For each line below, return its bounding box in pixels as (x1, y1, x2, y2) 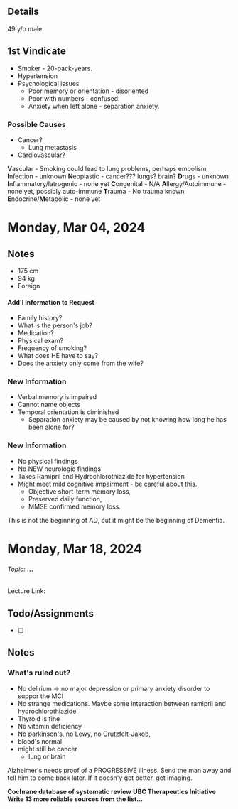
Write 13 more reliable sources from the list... (7, 795, 144, 803)
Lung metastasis (28, 143, 77, 151)
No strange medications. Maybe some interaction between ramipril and (17, 699, 226, 707)
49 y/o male (7, 24, 43, 33)
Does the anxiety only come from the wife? (17, 359, 144, 368)
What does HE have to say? (17, 352, 98, 360)
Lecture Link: (7, 587, 46, 595)
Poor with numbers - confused (28, 94, 119, 102)
